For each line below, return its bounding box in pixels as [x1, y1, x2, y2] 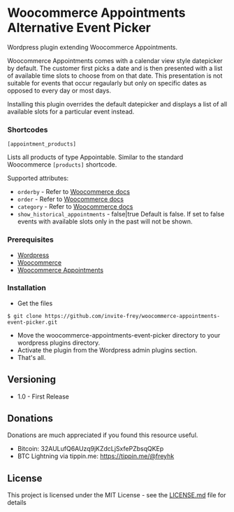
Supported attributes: [7, 174, 69, 183]
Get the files [17, 299, 53, 307]
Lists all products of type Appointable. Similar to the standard [7, 153, 184, 162]
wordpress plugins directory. [17, 338, 101, 347]
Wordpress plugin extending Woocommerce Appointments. [7, 43, 178, 51]
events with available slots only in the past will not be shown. [17, 217, 193, 226]
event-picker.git [7, 319, 58, 326]
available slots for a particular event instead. [7, 107, 135, 116]
